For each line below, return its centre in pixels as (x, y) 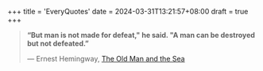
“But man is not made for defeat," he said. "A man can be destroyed (141, 35)
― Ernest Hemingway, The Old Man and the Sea (106, 59)
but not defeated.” (58, 43)
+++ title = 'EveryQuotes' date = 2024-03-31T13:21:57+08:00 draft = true (128, 11)
